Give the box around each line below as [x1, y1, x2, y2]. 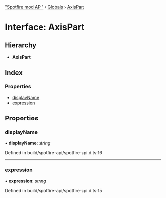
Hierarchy [5, 41, 37, 49]
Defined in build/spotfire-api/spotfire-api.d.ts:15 [5, 187, 102, 193]
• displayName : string [5, 140, 51, 146]
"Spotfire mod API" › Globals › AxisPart [5, 4, 84, 10]
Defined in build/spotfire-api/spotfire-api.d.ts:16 [5, 150, 102, 156]
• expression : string [5, 178, 46, 184]
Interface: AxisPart [5, 22, 85, 33]
